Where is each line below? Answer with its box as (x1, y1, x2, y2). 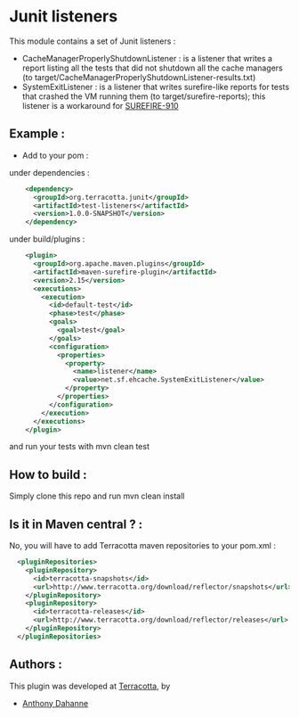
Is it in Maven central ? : (9, 516, 143, 532)
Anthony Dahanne (21, 697, 89, 708)
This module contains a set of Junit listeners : (9, 36, 176, 46)
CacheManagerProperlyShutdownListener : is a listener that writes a (21, 53, 273, 63)
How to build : (9, 466, 87, 482)
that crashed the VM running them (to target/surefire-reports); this (21, 91, 266, 102)
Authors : (9, 657, 62, 672)
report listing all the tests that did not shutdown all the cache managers (21, 62, 283, 73)
